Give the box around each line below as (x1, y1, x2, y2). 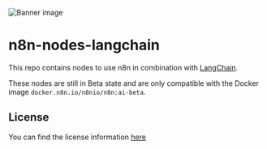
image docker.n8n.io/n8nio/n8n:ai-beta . (8, 87, 146, 96)
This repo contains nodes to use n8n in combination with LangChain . (8, 62, 239, 72)
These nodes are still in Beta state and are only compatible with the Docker (8, 78, 260, 88)
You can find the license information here (8, 132, 146, 142)
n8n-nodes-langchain (8, 36, 161, 54)
